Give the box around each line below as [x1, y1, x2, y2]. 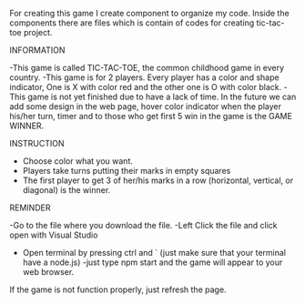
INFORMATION [9, 45, 66, 56]
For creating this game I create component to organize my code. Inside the [9, 8, 290, 18]
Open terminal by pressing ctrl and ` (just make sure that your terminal [22, 248, 287, 258]
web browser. [22, 267, 75, 277]
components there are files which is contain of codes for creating [9, 17, 255, 28]
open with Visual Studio [9, 229, 98, 240]
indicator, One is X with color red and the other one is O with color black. [9, 82, 282, 92]
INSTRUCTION [9, 138, 65, 148]
